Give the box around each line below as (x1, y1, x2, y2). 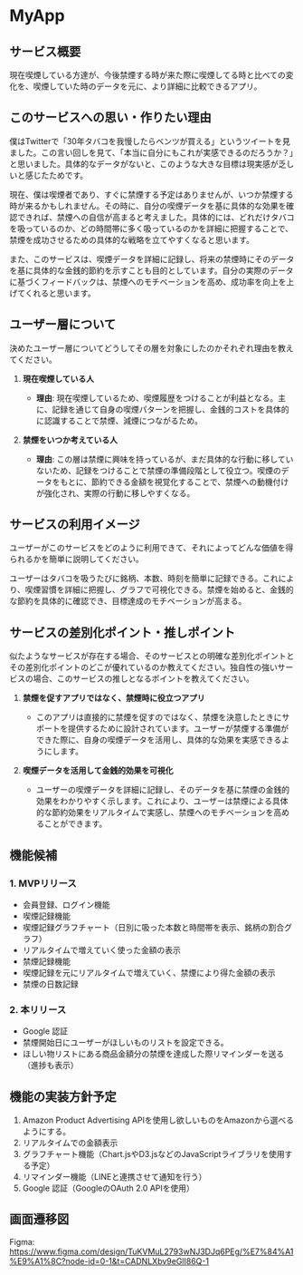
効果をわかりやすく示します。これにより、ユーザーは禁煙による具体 (35, 795, 289, 807)
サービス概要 (9, 44, 81, 59)
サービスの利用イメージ (9, 517, 140, 532)
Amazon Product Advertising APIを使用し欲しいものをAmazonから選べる (22, 1114, 294, 1125)
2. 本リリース (9, 1003, 67, 1016)
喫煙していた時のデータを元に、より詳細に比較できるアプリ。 (33, 81, 262, 92)
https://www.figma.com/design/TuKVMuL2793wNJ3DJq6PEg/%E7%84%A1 (9, 1246, 294, 1257)
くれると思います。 (24, 287, 97, 298)
